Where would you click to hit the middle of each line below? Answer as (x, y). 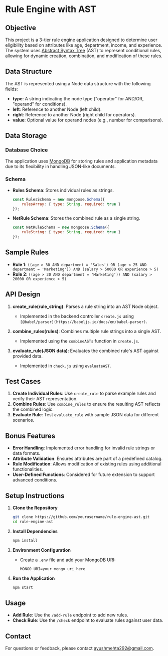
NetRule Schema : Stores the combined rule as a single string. (76, 218)
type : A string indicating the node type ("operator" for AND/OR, (78, 98)
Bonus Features (30, 436)
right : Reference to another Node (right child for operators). (74, 114)
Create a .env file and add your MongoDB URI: (68, 560)
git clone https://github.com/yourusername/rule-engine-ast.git (81, 517)
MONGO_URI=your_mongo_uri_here (53, 569)
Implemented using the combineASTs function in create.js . (79, 341)
